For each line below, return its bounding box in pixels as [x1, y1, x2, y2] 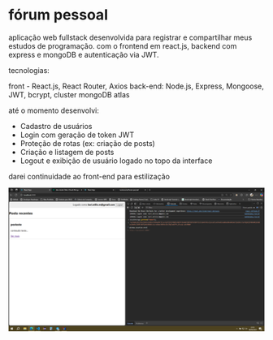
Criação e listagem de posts [19, 147, 115, 157]
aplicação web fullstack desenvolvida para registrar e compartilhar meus [8, 32, 253, 42]
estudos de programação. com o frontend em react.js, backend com [8, 41, 237, 50]
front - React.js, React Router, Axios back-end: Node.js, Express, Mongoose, [8, 81, 264, 91]
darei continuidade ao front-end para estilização [8, 171, 171, 181]
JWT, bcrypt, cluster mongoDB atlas [8, 89, 130, 99]
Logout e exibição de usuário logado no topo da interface [19, 156, 213, 166]
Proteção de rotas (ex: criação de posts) [19, 138, 156, 148]
